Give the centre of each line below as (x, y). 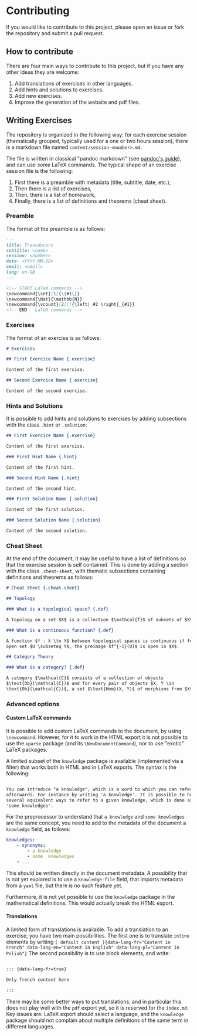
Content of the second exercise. (47, 391)
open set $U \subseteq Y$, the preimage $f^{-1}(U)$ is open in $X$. (93, 646)
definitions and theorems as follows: (50, 577)
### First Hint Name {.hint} (42, 456)
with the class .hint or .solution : (47, 425)
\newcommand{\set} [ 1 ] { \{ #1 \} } (43, 294)
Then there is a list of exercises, (53, 188)
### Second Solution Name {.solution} (53, 520)
